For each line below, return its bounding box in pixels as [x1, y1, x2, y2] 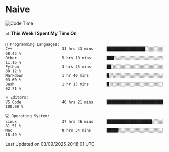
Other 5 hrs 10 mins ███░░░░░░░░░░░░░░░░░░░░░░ [5, 55, 164, 60]
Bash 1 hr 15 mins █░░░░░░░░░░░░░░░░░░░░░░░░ [5, 82, 164, 87]
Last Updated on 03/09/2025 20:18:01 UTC [5, 141, 95, 147]
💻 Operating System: [5, 113, 50, 118]
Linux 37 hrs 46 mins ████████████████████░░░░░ [5, 119, 164, 124]
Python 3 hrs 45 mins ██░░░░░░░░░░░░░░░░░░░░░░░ [5, 64, 164, 69]
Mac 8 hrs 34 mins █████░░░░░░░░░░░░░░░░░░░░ [5, 128, 164, 133]
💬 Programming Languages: [5, 42, 60, 47]
